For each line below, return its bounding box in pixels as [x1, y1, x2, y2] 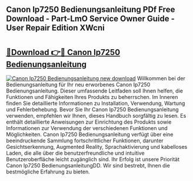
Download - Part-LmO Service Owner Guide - [6, 14, 175, 24]
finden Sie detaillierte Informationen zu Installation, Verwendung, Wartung [6, 100, 185, 107]
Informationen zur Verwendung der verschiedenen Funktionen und [6, 125, 168, 131]
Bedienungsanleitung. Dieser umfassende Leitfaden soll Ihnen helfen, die [6, 87, 184, 94]
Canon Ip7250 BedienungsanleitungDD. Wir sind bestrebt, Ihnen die [6, 162, 171, 169]
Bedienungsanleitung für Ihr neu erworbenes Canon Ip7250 [6, 81, 151, 88]
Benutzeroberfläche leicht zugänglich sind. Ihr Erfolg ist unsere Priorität [6, 156, 180, 163]
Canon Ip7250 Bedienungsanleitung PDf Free [6, 5, 175, 15]
